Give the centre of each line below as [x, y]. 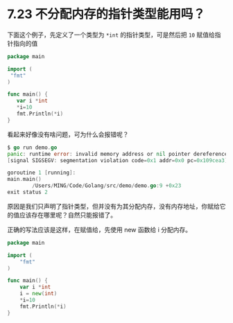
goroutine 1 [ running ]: [42, 173]
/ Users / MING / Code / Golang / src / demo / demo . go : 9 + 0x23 [107, 186]
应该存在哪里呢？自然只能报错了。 [68, 215]
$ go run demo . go [32, 147]
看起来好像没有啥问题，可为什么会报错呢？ [68, 134]
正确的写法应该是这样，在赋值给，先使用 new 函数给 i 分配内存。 [100, 229]
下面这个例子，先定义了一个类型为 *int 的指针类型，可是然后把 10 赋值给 [111, 35]
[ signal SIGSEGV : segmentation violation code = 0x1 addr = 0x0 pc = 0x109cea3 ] [118, 160]
